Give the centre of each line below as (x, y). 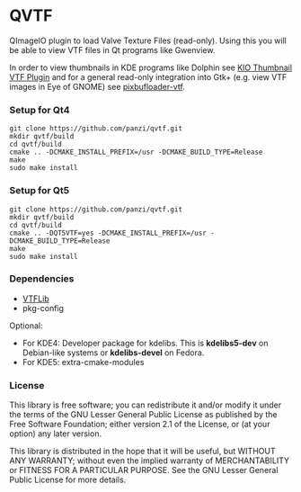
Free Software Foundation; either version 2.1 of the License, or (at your (140, 425)
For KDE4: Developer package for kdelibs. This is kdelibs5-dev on (145, 343)
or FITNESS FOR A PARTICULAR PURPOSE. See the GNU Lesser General (144, 470)
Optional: (26, 326)
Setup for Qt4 (40, 110)
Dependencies (42, 279)
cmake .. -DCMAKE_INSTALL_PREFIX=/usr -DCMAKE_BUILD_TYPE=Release (136, 152)
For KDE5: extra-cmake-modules (83, 362)
